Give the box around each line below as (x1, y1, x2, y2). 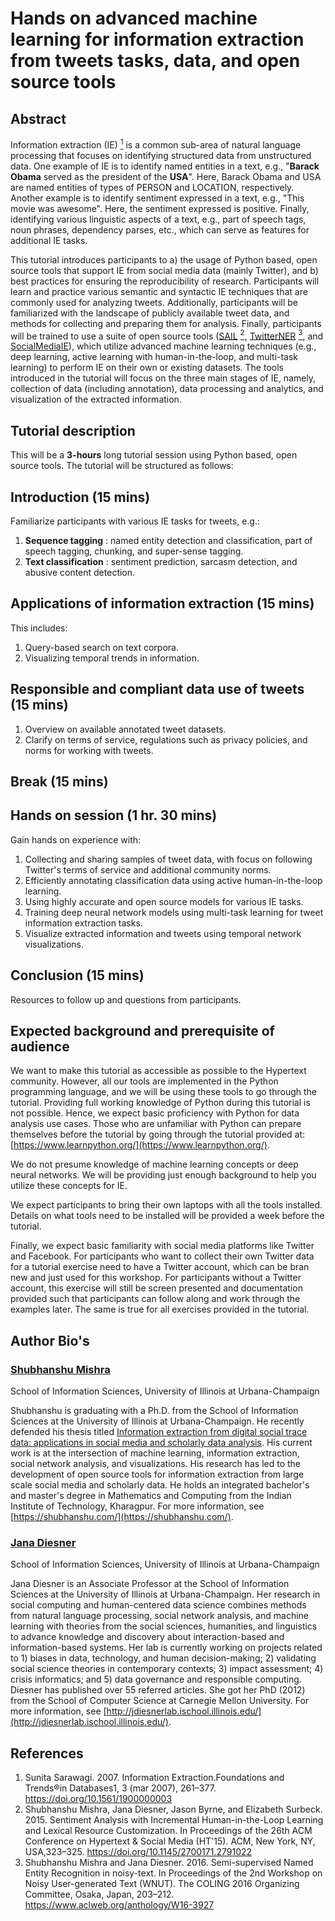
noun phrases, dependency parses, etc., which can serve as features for (10, 223, 310, 236)
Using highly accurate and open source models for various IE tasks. (24, 895, 304, 907)
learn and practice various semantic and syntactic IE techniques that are (10, 285, 308, 297)
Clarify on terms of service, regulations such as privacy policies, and (24, 733, 308, 746)
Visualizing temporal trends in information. (24, 652, 200, 664)
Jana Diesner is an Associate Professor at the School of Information (10, 1578, 290, 1590)
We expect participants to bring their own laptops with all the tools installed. (10, 1199, 323, 1211)
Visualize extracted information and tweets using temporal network (24, 927, 302, 939)
